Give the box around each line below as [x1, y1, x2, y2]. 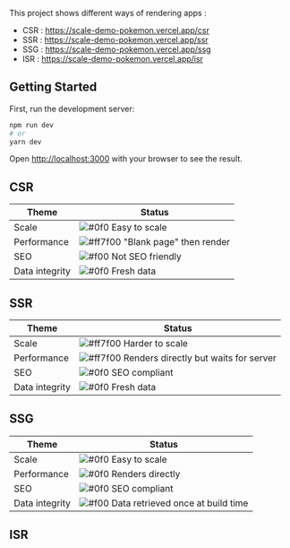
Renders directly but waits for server [123, 352, 277, 364]
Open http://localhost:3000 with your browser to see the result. [9, 153, 243, 164]
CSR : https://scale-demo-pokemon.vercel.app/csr [21, 25, 210, 35]
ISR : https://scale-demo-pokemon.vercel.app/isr [21, 54, 204, 64]
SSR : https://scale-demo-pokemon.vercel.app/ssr [21, 35, 209, 45]
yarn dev [9, 137, 42, 146]
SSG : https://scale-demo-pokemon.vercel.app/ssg [21, 44, 212, 55]
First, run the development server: [9, 103, 135, 114]
